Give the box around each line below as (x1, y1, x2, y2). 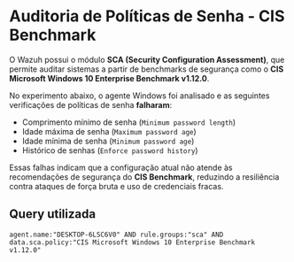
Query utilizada (9, 206, 96, 222)
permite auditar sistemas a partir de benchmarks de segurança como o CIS (9, 64, 284, 74)
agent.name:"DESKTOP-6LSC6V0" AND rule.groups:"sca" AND (9, 230, 224, 239)
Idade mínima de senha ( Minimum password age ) (21, 135, 195, 146)
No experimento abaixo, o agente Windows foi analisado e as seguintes (9, 90, 270, 101)
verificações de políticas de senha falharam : (9, 99, 173, 110)
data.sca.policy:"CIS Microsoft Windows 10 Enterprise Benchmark (9, 237, 255, 247)
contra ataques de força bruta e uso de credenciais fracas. (9, 181, 224, 191)
